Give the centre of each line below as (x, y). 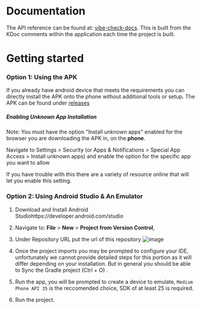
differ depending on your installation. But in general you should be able (103, 263)
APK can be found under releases (48, 103)
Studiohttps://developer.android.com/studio (69, 216)
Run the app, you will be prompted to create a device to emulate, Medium (104, 281)
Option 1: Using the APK (42, 78)
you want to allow (28, 163)
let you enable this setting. (39, 181)
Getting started (45, 59)
